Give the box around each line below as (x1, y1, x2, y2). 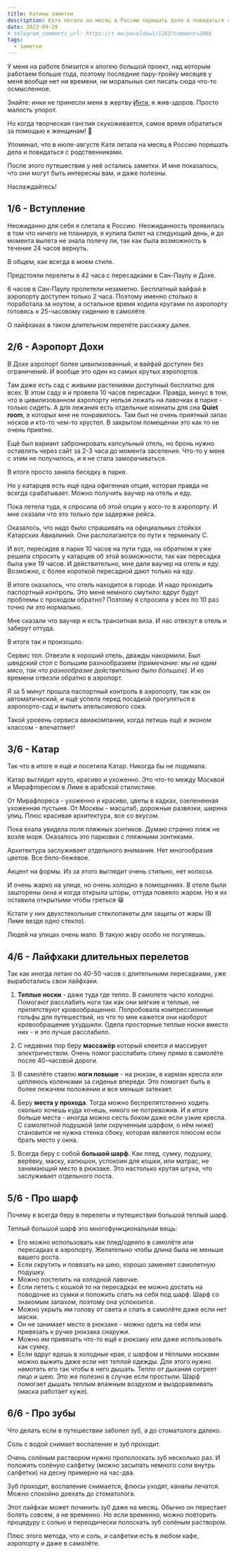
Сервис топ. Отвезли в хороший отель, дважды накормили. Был (7, 651, 201, 659)
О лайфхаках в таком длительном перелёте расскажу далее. (7, 320, 191, 329)
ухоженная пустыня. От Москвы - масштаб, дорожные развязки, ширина (7, 804, 228, 812)
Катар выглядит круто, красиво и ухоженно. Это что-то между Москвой (7, 775, 225, 784)
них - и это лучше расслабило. (17, 1028, 111, 1036)
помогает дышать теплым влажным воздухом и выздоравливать (17, 1380, 214, 1388)
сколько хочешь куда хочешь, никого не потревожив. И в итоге (17, 1106, 209, 1114)
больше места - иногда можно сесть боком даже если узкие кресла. (17, 1114, 227, 1122)
